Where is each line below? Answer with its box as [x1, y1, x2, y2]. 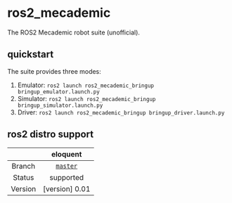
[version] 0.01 [42, 184, 91, 194]
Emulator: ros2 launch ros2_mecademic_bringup [17, 81, 155, 89]
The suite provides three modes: [7, 67, 102, 75]
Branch [11, 161, 36, 171]
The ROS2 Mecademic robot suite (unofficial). [7, 28, 141, 37]
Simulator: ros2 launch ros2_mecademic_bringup [17, 94, 156, 103]
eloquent [51, 149, 82, 159]
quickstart [7, 48, 54, 60]
